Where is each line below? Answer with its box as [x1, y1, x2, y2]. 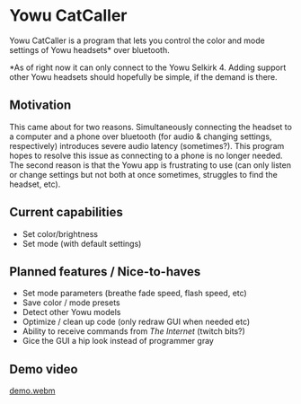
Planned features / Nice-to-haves [9, 264, 201, 279]
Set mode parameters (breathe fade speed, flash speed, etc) [22, 288, 247, 299]
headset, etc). [9, 179, 61, 189]
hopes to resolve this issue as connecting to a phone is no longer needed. [9, 150, 283, 161]
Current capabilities [9, 205, 123, 220]
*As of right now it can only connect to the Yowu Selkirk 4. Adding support [9, 62, 287, 73]
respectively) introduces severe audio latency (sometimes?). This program [9, 140, 285, 151]
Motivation [9, 98, 72, 113]
